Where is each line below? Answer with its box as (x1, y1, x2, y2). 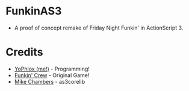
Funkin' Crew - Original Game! (14, 71, 90, 79)
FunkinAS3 (5, 4, 62, 18)
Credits (5, 45, 43, 59)
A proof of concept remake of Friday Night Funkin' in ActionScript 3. (14, 24, 184, 31)
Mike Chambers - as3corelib (14, 78, 85, 85)
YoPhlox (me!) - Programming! (14, 65, 90, 72)
